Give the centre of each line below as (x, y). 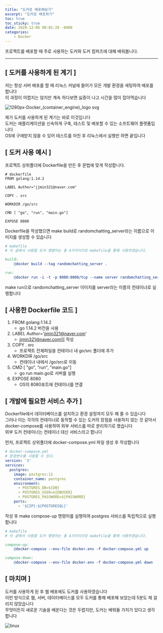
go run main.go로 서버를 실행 (48, 373)
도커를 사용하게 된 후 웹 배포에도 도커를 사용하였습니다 (56, 591)
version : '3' (18, 461)
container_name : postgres (40, 479)
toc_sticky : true (23, 23)
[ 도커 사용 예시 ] (28, 152)
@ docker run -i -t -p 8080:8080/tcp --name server (66, 277)
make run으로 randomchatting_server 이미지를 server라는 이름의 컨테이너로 (78, 287)
